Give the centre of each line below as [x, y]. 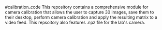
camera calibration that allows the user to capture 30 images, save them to [80, 12]
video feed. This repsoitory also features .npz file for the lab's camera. [75, 22]
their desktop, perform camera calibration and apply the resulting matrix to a [81, 17]
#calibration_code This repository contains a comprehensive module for [77, 7]
